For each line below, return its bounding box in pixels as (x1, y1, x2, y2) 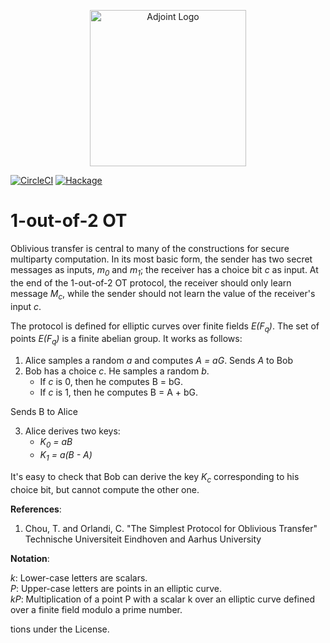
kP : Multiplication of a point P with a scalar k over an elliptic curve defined (10, 593, 316, 605)
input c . (10, 300, 42, 312)
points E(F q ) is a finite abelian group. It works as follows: (10, 333, 243, 347)
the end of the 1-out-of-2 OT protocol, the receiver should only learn (10, 276, 292, 289)
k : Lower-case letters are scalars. (10, 571, 148, 584)
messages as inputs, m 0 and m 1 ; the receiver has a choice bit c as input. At (10, 263, 319, 278)
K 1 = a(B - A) (39, 448, 93, 463)
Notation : (10, 552, 50, 564)
